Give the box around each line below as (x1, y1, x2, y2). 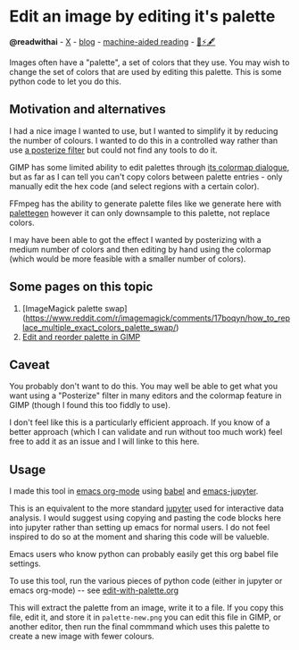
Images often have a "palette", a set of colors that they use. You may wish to (9, 56, 290, 68)
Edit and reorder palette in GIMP (21, 331, 141, 342)
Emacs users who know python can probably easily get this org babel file (9, 549, 279, 560)
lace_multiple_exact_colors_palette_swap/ (21, 321, 177, 332)
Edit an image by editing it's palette (9, 6, 276, 27)
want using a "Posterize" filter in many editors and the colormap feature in (9, 390, 282, 401)
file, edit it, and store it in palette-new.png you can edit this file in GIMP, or (9, 612, 281, 622)
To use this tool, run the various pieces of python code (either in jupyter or (9, 576, 283, 587)
